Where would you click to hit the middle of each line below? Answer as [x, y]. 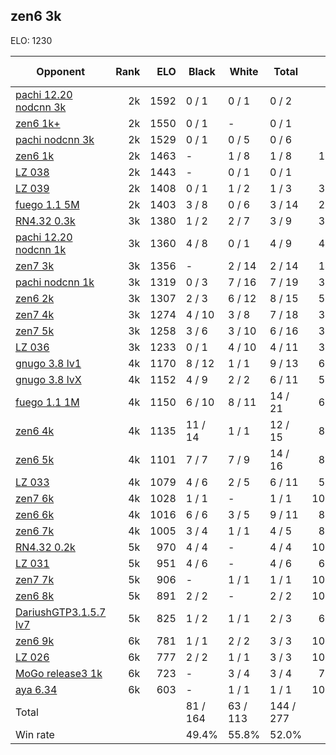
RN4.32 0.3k [45, 221]
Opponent [60, 71]
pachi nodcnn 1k [55, 282]
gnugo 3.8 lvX [48, 379]
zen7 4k [35, 314]
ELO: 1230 [31, 40]
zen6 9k [35, 641]
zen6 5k [35, 459]
